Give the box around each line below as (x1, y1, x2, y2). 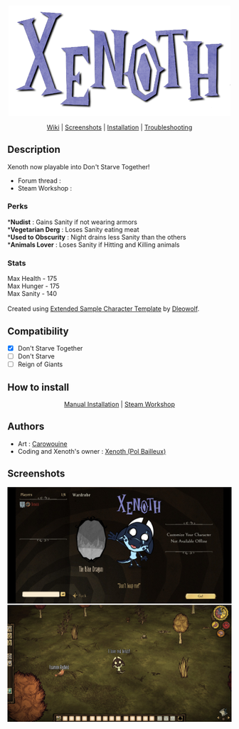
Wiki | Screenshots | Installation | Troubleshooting (46, 123, 193, 132)
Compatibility (7, 325, 69, 337)
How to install (7, 381, 70, 393)
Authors (7, 420, 45, 432)
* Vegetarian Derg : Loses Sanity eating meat (7, 225, 140, 233)
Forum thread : (17, 176, 62, 185)
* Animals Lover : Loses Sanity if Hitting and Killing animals (7, 240, 180, 249)
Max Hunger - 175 (7, 282, 60, 290)
